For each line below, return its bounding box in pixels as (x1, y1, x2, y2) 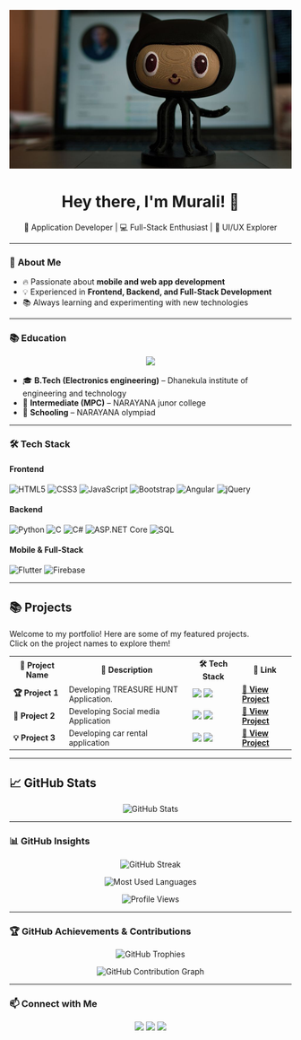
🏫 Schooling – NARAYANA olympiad (21, 406, 156, 417)
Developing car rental (68, 728, 148, 738)
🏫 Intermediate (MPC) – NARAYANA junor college (21, 397, 206, 408)
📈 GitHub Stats (9, 775, 97, 791)
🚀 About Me (9, 256, 62, 268)
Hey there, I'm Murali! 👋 (61, 192, 240, 212)
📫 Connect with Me (9, 997, 98, 1009)
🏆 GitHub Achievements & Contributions (9, 925, 192, 938)
